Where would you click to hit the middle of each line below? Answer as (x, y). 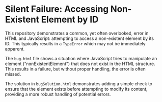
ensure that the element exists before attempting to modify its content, (76, 89)
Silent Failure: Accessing (57, 9)
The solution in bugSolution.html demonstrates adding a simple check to (79, 84)
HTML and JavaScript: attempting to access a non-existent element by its (80, 38)
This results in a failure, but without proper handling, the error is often (75, 69)
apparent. (15, 49)
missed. (13, 74)
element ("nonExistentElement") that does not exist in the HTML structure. (80, 64)
